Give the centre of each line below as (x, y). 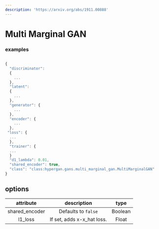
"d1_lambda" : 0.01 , (29, 160)
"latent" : (19, 87)
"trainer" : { (23, 146)
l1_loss (26, 219)
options (17, 189)
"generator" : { (25, 105)
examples (17, 49)
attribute (26, 203)
